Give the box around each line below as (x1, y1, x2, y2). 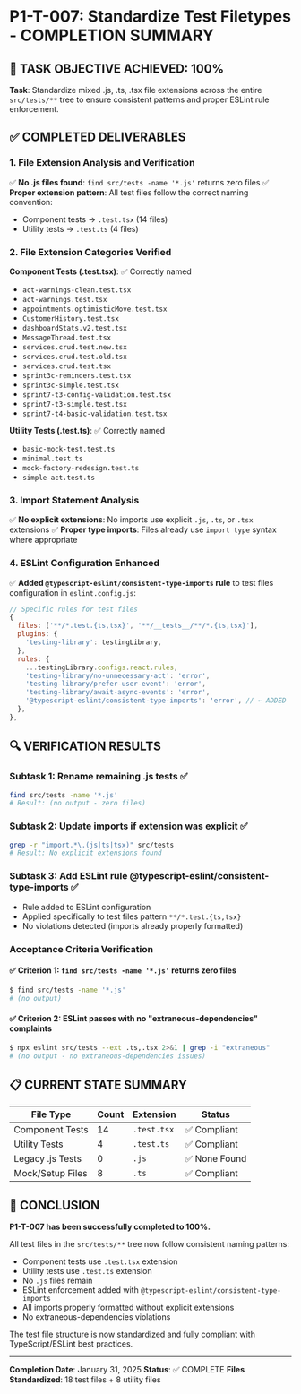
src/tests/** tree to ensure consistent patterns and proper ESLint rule (9, 94, 270, 105)
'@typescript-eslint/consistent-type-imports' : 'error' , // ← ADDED (25, 696, 287, 705)
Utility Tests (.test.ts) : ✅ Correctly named (9, 425, 166, 435)
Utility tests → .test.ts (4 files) (21, 223, 139, 234)
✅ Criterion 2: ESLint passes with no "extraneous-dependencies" (9, 1013, 258, 1024)
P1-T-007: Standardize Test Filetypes (9, 6, 291, 27)
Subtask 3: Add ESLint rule (9, 870, 128, 882)
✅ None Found (185, 1153, 247, 1166)
